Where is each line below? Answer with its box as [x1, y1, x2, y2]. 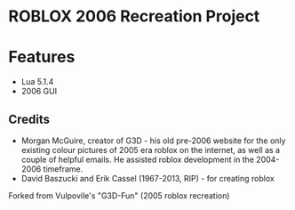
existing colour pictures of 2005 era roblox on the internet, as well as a [20, 144, 281, 155]
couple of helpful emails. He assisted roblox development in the [20, 154, 255, 165]
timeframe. [43, 163, 84, 174]
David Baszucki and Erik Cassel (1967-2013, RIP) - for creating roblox [20, 173, 275, 183]
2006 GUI [20, 86, 58, 97]
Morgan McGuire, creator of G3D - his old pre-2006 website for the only [20, 135, 286, 146]
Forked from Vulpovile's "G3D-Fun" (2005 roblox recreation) [8, 190, 230, 201]
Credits [8, 111, 51, 126]
